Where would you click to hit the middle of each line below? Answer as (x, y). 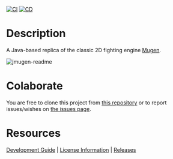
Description (36, 34)
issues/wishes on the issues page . (49, 109)
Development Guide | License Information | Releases (71, 149)
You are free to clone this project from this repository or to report (86, 103)
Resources (34, 133)
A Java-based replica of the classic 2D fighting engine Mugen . (83, 50)
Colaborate (35, 86)
